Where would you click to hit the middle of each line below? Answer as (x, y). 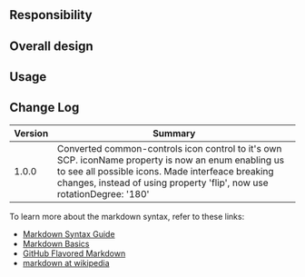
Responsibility (51, 15)
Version (31, 133)
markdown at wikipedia (66, 262)
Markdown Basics (56, 243)
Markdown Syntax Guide (69, 233)
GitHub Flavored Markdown (74, 253)
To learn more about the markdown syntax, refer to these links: (127, 216)
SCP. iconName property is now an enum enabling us (171, 160)
